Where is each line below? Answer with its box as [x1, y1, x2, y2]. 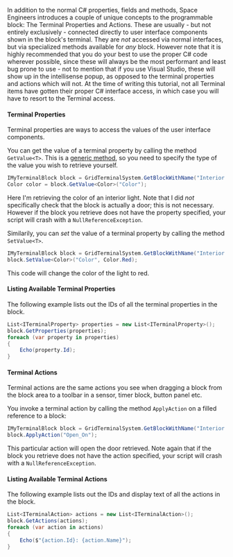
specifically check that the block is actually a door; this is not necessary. [7, 200, 214, 209]
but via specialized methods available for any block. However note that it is [7, 43, 221, 51]
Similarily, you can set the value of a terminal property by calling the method [7, 229, 225, 237]
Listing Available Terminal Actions [7, 474, 107, 483]
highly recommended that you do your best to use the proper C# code [7, 50, 208, 58]
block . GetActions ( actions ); [7, 517, 89, 524]
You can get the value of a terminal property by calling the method [7, 146, 197, 155]
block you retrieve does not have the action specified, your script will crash [7, 452, 222, 460]
